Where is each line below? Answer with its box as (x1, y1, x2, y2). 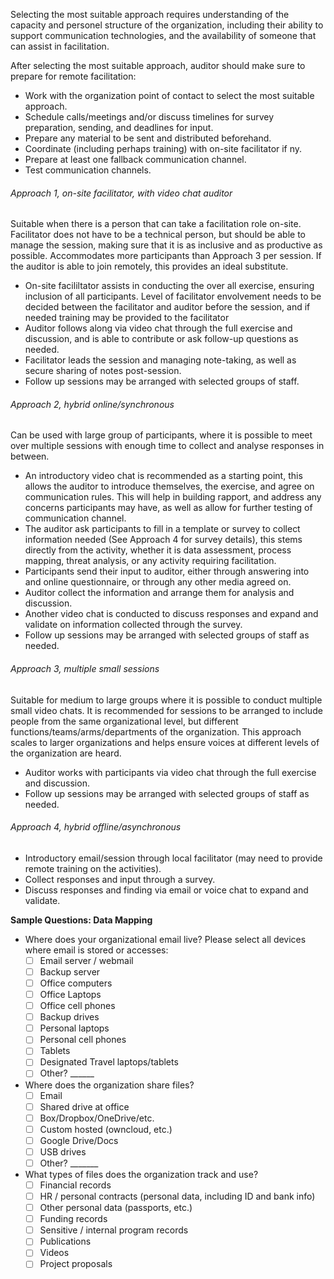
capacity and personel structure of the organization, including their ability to (10, 19, 324, 31)
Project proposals (39, 1258, 113, 1270)
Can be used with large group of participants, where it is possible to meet (10, 429, 313, 441)
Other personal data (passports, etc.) (39, 1202, 193, 1214)
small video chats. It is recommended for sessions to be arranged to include (10, 704, 323, 716)
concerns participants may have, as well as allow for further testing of (24, 502, 313, 514)
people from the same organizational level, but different (10, 715, 239, 727)
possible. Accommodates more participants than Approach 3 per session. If (10, 250, 322, 262)
